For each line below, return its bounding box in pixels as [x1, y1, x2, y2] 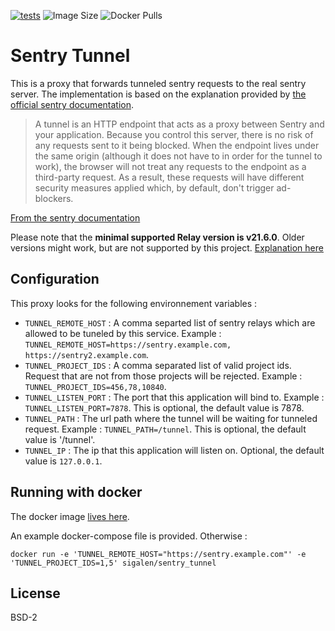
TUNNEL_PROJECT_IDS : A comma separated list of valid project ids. [24, 359, 292, 371]
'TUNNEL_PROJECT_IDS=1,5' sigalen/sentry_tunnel [10, 558, 217, 568]
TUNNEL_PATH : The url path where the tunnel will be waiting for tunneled [24, 412, 318, 424]
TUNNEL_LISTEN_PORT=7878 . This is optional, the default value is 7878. [24, 401, 305, 414]
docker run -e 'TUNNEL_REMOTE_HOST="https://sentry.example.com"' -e [10, 549, 307, 559]
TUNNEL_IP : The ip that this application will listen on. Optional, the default [24, 444, 325, 456]
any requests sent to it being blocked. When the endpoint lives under [34, 139, 320, 151]
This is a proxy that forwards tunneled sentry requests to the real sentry [10, 77, 307, 89]
